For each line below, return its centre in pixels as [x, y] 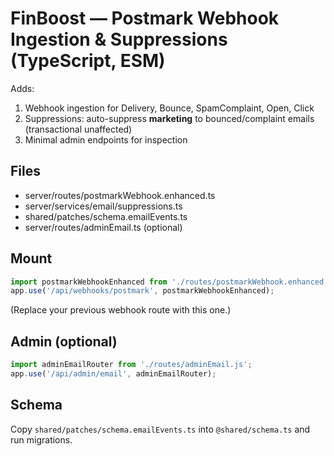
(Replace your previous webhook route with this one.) [121, 310]
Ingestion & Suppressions [119, 39]
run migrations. [41, 439]
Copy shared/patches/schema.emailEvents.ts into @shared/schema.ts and [160, 429]
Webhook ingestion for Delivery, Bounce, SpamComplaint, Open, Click [169, 108]
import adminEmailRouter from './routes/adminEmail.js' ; [131, 365]
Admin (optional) [64, 341]
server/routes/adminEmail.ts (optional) [103, 227]
